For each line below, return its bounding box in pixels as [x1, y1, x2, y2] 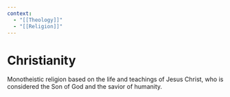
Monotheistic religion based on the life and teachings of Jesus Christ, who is [7, 75, 224, 83]
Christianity [7, 52, 76, 68]
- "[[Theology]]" [13, 17, 63, 23]
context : [7, 10, 32, 17]
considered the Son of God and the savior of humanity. [7, 83, 163, 91]
